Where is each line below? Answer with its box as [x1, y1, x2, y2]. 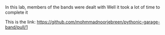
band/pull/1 [5, 24, 28, 30]
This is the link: [5, 19, 36, 25]
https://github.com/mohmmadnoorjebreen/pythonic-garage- [37, 19, 161, 25]
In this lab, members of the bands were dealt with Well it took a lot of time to [5, 4, 161, 10]
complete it [5, 9, 28, 15]
